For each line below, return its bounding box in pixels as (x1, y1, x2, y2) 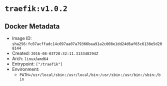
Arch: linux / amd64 (11, 55, 48, 61)
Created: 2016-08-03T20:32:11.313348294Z (11, 50, 98, 56)
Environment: (11, 66, 39, 72)
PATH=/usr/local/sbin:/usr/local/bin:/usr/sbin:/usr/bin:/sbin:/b (19, 72, 161, 77)
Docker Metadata (4, 22, 60, 30)
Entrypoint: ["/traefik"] (11, 61, 63, 66)
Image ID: (11, 35, 32, 41)
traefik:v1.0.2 (4, 4, 68, 13)
